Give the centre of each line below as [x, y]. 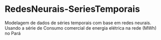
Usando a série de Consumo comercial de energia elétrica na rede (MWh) [81, 28]
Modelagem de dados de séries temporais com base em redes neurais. [78, 23]
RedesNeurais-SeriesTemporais [72, 9]
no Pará [13, 33]
